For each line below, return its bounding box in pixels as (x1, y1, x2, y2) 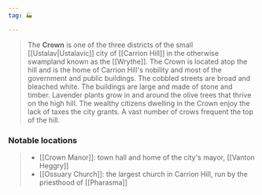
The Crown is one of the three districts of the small (27, 40, 194, 50)
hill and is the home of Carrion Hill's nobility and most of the (27, 64, 222, 75)
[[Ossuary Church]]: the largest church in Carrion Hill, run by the (39, 169, 248, 178)
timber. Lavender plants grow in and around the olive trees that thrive (27, 90, 252, 99)
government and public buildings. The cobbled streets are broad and (27, 73, 251, 83)
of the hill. (27, 115, 61, 124)
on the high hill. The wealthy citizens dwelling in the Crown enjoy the (27, 98, 250, 108)
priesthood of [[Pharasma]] (39, 178, 128, 187)
